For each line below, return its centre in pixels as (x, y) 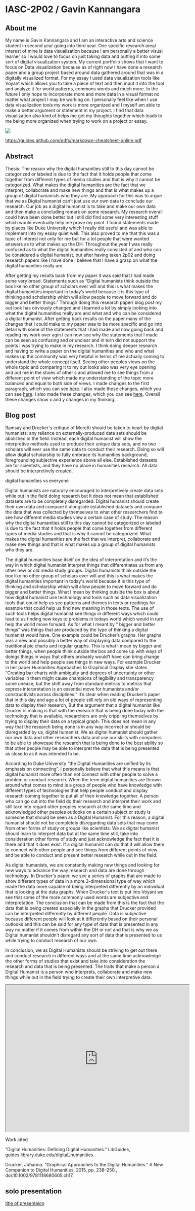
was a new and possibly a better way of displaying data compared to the (81, 640)
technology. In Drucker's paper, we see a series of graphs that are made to (83, 876)
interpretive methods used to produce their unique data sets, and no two (81, 444)
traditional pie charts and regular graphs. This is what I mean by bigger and (83, 646)
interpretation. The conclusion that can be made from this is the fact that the (85, 903)
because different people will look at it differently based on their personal (81, 919)
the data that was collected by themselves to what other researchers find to (84, 512)
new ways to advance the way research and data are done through (75, 870)
